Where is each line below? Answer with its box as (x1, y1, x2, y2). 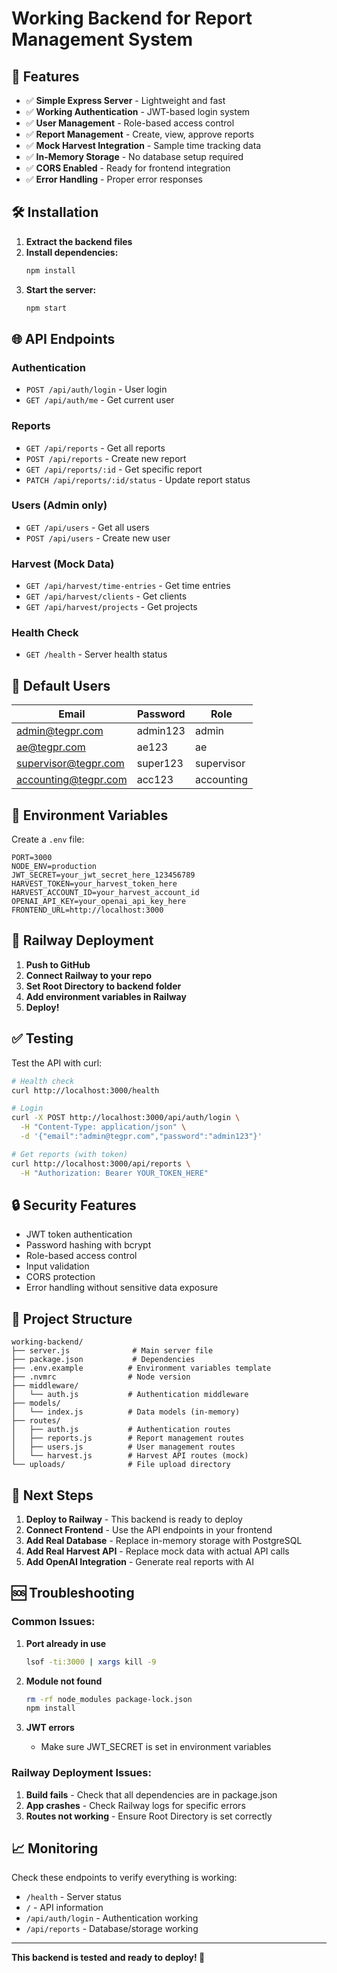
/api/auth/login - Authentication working (25, 1912, 199, 1924)
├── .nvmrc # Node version (11, 1372, 191, 1382)
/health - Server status (25, 1891, 122, 1903)
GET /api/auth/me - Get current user (25, 394, 175, 406)
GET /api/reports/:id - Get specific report (25, 463, 203, 475)
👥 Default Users (11, 677, 111, 694)
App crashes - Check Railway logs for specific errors (25, 1799, 246, 1811)
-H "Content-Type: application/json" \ (20, 1122, 187, 1132)
